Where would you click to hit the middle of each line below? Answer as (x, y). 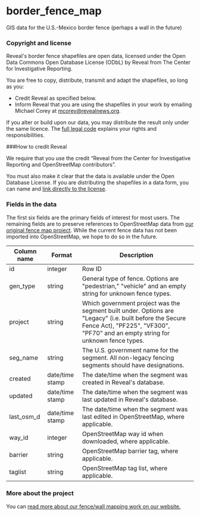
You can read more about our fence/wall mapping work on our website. (93, 506)
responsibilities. (25, 135)
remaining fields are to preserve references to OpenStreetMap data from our (100, 224)
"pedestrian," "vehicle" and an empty (134, 286)
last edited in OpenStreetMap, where (133, 416)
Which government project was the (131, 303)
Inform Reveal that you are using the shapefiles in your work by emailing (103, 105)
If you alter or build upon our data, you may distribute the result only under (98, 122)
